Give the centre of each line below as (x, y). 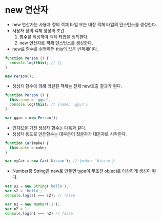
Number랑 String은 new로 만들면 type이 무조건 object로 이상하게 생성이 (81, 171)
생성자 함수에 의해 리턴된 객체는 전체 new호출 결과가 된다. (67, 86)
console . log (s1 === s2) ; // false (40, 196)
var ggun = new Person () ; (31, 118)
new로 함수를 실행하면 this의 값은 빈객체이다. (55, 49)
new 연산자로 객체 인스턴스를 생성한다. (56, 43)
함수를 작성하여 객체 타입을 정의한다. (54, 37)
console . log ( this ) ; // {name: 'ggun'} (49, 105)
